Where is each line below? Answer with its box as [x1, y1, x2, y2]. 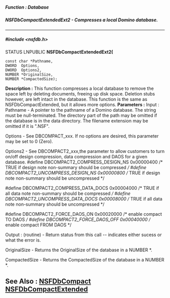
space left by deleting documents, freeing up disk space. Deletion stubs [5, 91, 155, 97]
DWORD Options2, [5, 68, 42, 73]
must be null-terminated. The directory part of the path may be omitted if [5, 112, 157, 119]
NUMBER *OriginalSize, [5, 72, 53, 77]
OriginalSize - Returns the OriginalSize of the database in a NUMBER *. [5, 247, 153, 253]
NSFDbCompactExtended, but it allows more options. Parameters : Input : [5, 102, 159, 108]
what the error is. [5, 237, 41, 243]
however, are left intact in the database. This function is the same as [5, 96, 148, 103]
